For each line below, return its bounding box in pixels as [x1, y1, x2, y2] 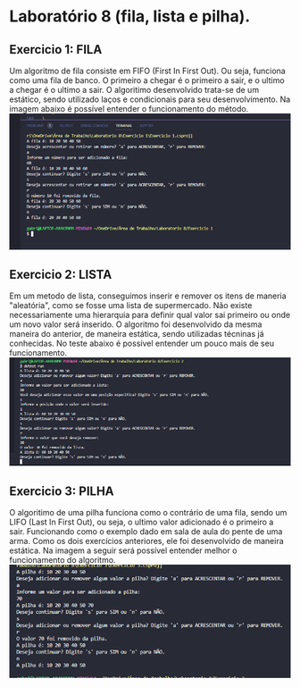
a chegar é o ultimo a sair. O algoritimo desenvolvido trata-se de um [9, 85, 260, 95]
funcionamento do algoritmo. [9, 555, 116, 566]
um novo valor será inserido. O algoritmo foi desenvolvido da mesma [9, 319, 262, 330]
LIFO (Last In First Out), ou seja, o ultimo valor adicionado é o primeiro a [9, 516, 274, 528]
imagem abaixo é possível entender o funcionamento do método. [9, 104, 249, 113]
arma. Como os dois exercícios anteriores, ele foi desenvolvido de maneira [9, 536, 284, 547]
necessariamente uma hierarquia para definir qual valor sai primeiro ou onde [9, 310, 291, 321]
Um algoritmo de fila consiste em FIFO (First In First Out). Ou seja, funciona [9, 65, 286, 76]
